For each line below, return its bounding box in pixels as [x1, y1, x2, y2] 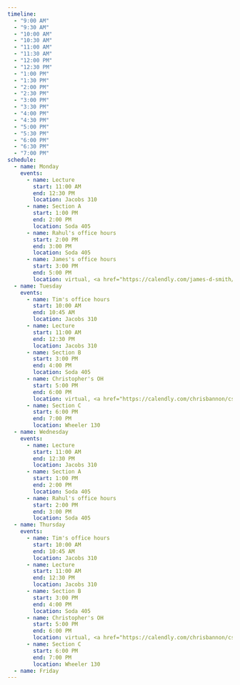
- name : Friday [14, 667, 59, 674]
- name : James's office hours [26, 256, 116, 263]
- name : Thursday [14, 522, 66, 529]
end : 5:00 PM [33, 269, 72, 276]
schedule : [7, 156, 37, 164]
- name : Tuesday [14, 283, 62, 290]
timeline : [7, 10, 37, 18]
